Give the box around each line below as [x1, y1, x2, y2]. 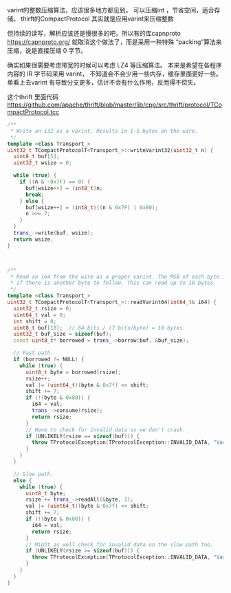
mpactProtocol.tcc [7, 108, 60, 116]
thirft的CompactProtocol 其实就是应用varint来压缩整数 [20, 14, 174, 23]
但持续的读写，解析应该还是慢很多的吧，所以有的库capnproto [7, 30, 181, 37]
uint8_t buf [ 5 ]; [13, 153, 60, 160]
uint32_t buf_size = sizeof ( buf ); [13, 331, 112, 338]
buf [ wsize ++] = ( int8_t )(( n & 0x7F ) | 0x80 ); [25, 204, 158, 211]
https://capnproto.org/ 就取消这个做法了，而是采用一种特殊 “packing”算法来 [7, 38, 222, 46]
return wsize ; [13, 236, 54, 243]
